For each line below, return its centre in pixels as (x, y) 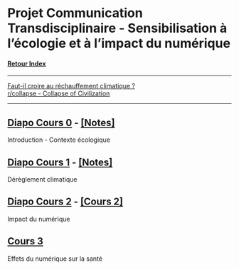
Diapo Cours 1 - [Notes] (60, 162)
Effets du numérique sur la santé (55, 259)
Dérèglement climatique (42, 180)
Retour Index (27, 63)
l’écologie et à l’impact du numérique (119, 43)
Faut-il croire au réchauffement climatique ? (71, 86)
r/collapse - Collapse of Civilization (59, 93)
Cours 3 (26, 241)
